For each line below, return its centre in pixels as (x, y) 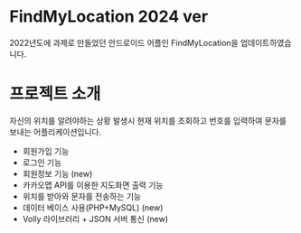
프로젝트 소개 (55, 94)
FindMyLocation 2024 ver (109, 17)
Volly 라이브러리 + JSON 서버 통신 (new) (95, 219)
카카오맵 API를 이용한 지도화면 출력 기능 (93, 185)
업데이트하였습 (266, 42)
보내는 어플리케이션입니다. (56, 132)
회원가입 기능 (46, 151)
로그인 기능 (42, 162)
